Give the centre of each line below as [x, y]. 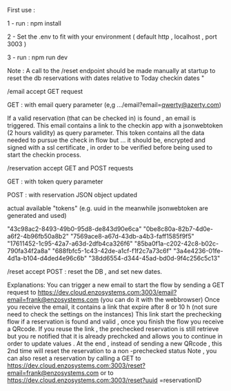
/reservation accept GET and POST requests [70, 168]
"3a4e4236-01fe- [198, 251]
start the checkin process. [44, 155]
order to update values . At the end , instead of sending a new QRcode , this [115, 343]
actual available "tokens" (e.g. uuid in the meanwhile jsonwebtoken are [108, 208]
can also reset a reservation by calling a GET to [74, 358]
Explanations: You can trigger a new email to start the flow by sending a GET [116, 285]
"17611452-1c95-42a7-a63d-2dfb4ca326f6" [70, 243]
